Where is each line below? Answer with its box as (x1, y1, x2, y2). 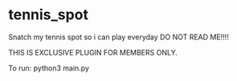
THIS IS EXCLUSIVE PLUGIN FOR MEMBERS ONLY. (8, 47, 178, 57)
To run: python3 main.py (8, 63, 90, 73)
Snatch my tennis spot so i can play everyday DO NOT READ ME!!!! (8, 32, 229, 42)
